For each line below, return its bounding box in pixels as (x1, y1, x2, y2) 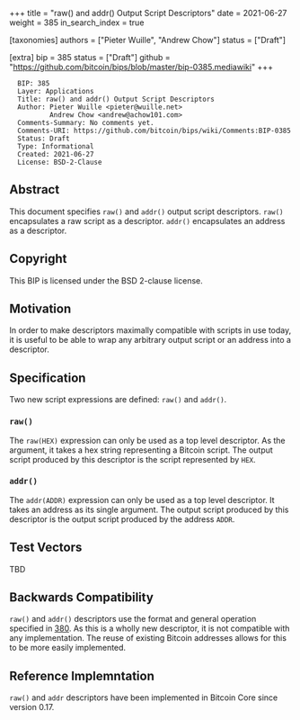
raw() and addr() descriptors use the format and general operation (9, 614, 257, 625)
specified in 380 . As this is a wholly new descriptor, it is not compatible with (9, 623, 290, 634)
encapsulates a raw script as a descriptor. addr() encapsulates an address (9, 215, 286, 226)
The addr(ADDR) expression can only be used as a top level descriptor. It (9, 494, 276, 505)
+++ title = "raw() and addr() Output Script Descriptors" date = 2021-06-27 (9, 8, 287, 18)
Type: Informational (17, 142, 94, 151)
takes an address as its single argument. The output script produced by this (9, 504, 289, 515)
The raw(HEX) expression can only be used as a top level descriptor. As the (9, 435, 286, 445)
